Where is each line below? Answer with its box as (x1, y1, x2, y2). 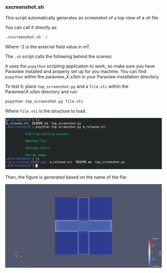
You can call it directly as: (5, 24, 58, 30)
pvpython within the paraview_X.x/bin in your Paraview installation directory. (5, 74, 160, 80)
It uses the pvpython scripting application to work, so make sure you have (5, 63, 155, 69)
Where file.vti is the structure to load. (5, 108, 86, 114)
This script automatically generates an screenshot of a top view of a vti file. (5, 15, 160, 21)
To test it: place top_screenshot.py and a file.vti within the (5, 83, 129, 89)
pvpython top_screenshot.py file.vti (5, 99, 83, 104)
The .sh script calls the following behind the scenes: (5, 53, 113, 59)
